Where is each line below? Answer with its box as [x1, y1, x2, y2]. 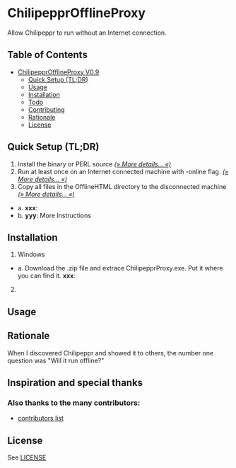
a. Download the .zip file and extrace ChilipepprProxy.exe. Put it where [17, 264, 223, 273]
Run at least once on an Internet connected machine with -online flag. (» [17, 167, 229, 176]
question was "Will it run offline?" [7, 356, 105, 365]
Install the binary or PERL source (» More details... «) [17, 159, 172, 168]
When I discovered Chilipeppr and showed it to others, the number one [7, 348, 214, 357]
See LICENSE [7, 453, 47, 462]
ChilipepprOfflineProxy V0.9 [17, 67, 100, 76]
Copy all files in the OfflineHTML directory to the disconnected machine [17, 182, 227, 190]
